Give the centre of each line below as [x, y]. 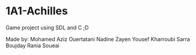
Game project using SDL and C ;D [47, 27]
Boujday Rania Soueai [32, 45]
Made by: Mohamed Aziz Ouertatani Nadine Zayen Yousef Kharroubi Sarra [98, 39]
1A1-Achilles [37, 11]
